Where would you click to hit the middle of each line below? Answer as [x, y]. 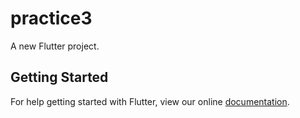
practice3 [51, 18]
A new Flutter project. [55, 46]
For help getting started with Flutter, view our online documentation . [150, 101]
